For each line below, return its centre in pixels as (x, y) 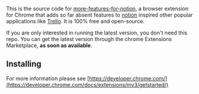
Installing (24, 64)
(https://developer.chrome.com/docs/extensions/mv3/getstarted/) (87, 84)
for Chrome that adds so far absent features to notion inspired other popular (99, 15)
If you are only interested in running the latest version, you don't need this (97, 33)
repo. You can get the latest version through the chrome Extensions (89, 39)
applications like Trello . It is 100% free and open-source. (75, 21)
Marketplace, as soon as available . (49, 45)
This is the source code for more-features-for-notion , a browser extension (97, 9)
